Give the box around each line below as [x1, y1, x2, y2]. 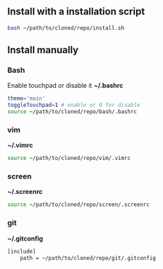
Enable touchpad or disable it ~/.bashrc [7, 81, 123, 90]
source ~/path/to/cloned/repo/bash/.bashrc [7, 108, 138, 115]
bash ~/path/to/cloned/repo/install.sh [7, 24, 125, 31]
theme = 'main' [7, 95, 46, 102]
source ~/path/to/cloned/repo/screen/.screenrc [7, 201, 150, 208]
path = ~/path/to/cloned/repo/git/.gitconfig [20, 254, 157, 261]
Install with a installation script [7, 6, 145, 18]
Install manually [7, 44, 79, 56]
